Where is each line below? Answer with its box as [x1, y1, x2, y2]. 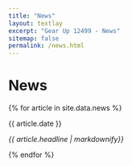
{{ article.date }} [8, 118, 62, 129]
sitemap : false [8, 34, 60, 43]
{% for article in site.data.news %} [8, 103, 122, 113]
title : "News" [8, 11, 56, 20]
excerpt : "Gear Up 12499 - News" [8, 27, 121, 35]
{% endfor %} [8, 150, 55, 160]
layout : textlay [8, 19, 63, 27]
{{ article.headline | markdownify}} [8, 135, 125, 144]
